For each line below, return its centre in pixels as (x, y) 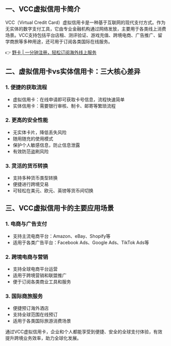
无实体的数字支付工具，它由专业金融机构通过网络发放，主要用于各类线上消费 (86, 29)
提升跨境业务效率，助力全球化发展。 (43, 338)
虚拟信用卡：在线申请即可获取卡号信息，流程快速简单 (69, 99)
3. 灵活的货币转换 (27, 166)
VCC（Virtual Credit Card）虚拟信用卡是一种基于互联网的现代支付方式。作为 (86, 22)
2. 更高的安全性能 (27, 120)
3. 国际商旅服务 (24, 296)
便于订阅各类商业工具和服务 (42, 282)
